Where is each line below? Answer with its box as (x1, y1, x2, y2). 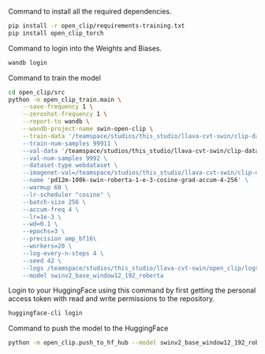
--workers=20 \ (22, 242, 73, 250)
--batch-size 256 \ (22, 198, 87, 206)
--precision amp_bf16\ (22, 235, 97, 243)
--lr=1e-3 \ (22, 213, 62, 221)
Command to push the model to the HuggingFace (8, 323, 169, 334)
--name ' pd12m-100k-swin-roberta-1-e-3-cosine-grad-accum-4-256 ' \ (22, 177, 248, 184)
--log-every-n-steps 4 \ (22, 249, 104, 257)
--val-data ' (22, 147, 65, 155)
